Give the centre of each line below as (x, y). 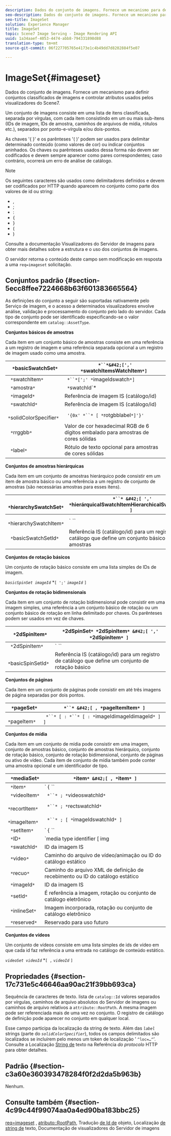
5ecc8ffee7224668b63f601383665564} (72, 288)
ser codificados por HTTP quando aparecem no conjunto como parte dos (82, 186)
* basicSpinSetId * (28, 663)
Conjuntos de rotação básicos (38, 557)
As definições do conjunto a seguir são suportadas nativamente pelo (77, 301)
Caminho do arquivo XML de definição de (94, 870)
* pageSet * (24, 708)
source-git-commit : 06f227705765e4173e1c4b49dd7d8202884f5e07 (73, 48)
